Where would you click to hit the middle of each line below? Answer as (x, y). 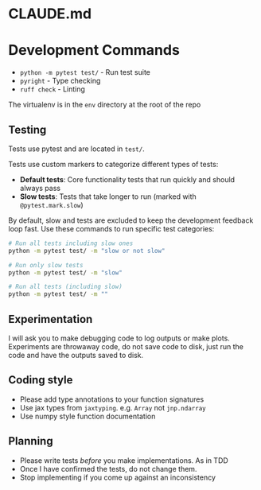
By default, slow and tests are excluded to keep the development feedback (131, 220)
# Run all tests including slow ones (71, 243)
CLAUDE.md (50, 14)
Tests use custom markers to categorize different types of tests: (113, 164)
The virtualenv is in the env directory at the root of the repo (105, 105)
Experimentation (51, 319)
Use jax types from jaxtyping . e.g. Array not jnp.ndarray (113, 407)
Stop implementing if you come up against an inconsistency (118, 477)
